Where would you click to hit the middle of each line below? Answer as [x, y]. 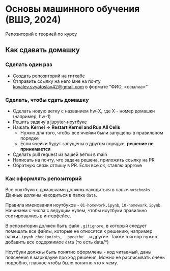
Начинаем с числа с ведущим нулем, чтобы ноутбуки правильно [76, 211]
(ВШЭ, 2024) [33, 20]
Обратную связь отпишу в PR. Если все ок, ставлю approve [77, 165]
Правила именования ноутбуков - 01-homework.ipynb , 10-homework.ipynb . [83, 205]
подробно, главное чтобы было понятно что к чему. [62, 263]
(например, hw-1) [32, 116]
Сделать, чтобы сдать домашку [47, 100]
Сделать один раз [29, 64]
